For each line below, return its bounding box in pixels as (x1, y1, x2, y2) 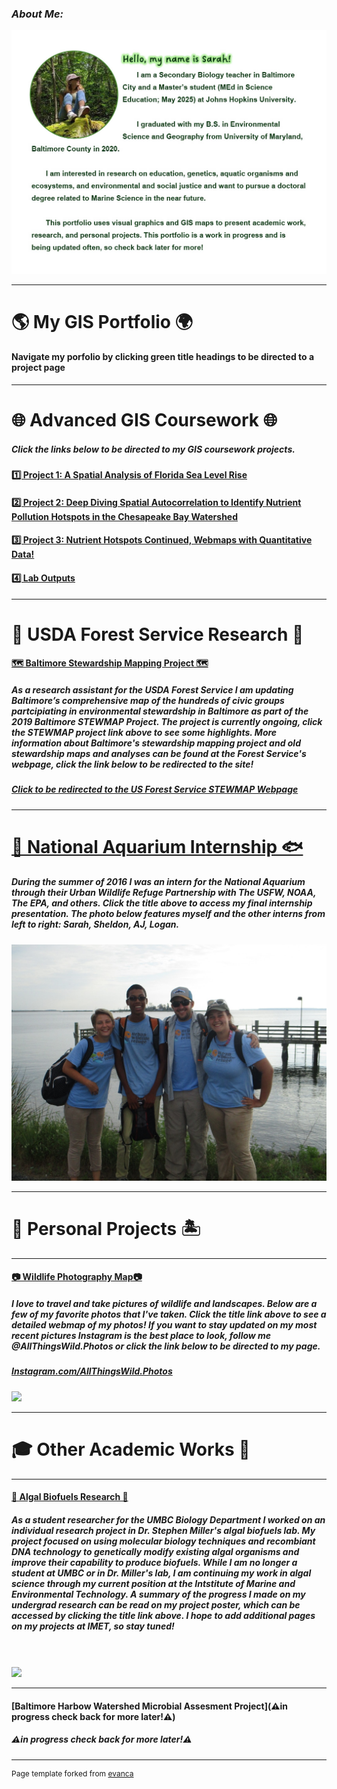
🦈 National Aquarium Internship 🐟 (11, 835, 304, 858)
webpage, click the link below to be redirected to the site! (11, 758, 254, 770)
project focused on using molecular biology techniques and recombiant (11, 1535, 316, 1547)
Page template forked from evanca (11, 1768, 134, 1779)
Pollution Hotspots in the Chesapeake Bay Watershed (11, 510, 239, 522)
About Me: (11, 7, 64, 21)
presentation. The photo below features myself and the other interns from (11, 908, 326, 920)
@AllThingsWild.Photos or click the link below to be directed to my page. (11, 1340, 321, 1352)
